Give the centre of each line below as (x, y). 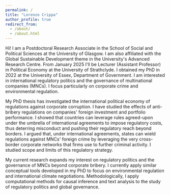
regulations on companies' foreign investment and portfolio (84, 112)
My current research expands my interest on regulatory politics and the (80, 160)
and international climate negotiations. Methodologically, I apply (72, 176)
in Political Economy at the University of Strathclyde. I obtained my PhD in (83, 70)
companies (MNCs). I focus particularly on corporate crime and (72, 86)
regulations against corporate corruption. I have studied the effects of (78, 107)
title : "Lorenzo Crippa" (32, 15)
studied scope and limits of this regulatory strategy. (59, 150)
